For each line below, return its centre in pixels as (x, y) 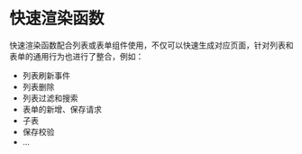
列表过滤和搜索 (50, 98)
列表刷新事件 (46, 75)
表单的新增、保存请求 (62, 109)
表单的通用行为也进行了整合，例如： (77, 56)
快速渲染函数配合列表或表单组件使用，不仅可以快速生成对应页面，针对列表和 (151, 45)
